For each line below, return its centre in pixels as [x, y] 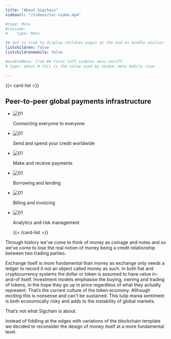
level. [11, 332]
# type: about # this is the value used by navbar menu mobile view [80, 66]
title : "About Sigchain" [32, 10]
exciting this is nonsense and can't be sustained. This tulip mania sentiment [85, 296]
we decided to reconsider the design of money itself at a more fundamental [85, 326]
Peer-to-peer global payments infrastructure [78, 101]
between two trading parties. [36, 253]
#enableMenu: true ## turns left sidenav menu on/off [64, 61]
